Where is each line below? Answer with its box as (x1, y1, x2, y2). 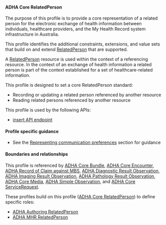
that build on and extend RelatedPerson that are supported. (5, 46, 128, 52)
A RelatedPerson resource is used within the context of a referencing (5, 56, 148, 63)
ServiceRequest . (5, 184, 40, 190)
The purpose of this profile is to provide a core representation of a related (5, 15, 158, 21)
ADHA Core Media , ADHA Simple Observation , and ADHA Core (5, 178, 136, 184)
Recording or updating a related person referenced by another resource (12, 92, 161, 98)
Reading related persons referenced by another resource (12, 97, 131, 103)
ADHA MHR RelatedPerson (12, 214, 68, 220)
